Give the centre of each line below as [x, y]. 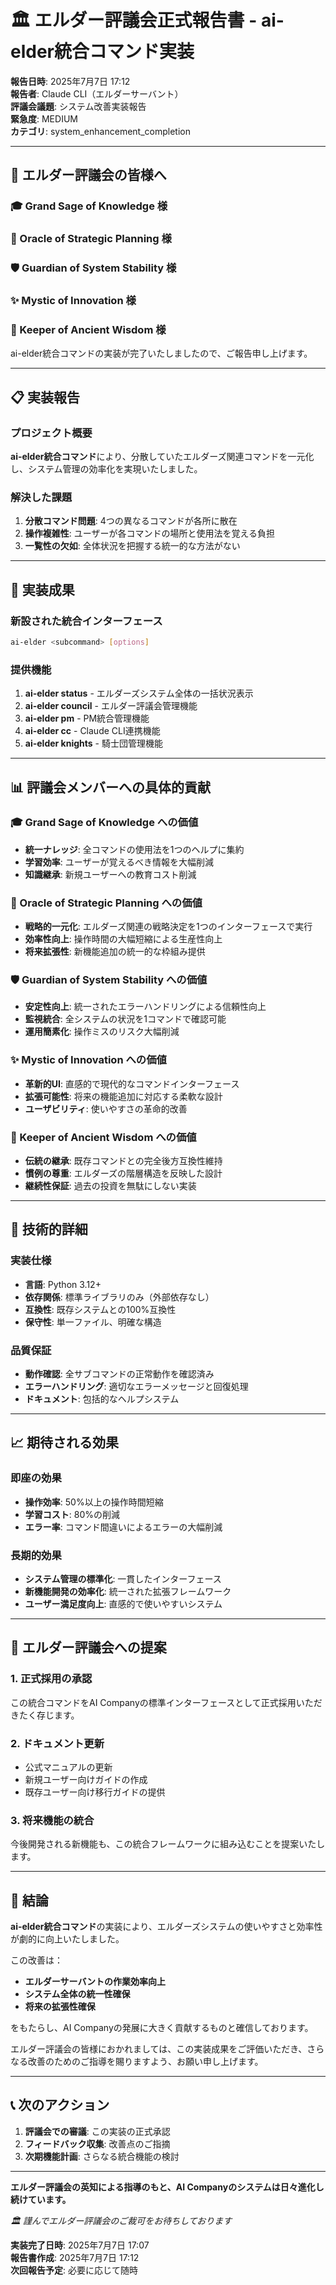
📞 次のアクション [60, 2105]
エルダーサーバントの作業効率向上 [95, 1982]
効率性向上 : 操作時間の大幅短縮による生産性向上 [123, 939]
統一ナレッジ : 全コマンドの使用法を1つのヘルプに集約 [134, 849]
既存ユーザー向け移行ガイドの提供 [95, 1792]
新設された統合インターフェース [86, 621]
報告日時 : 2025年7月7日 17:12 [70, 81]
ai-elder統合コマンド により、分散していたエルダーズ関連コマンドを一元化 [162, 456]
